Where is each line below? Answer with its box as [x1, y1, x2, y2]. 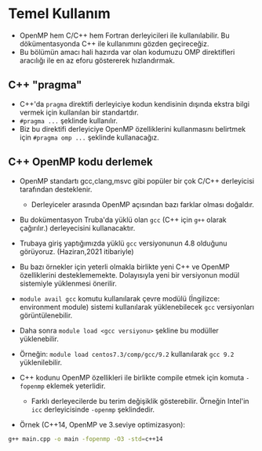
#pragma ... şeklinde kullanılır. [19, 115, 118, 125]
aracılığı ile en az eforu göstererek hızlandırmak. [19, 56, 175, 65]
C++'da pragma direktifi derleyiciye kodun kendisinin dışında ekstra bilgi [19, 99, 249, 108]
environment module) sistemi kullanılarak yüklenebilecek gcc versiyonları [19, 302, 255, 311]
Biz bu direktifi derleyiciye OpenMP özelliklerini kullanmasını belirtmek [19, 124, 246, 133]
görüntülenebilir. [19, 311, 73, 320]
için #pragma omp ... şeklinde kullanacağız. [19, 133, 159, 142]
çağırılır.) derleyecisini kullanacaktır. [19, 223, 136, 232]
